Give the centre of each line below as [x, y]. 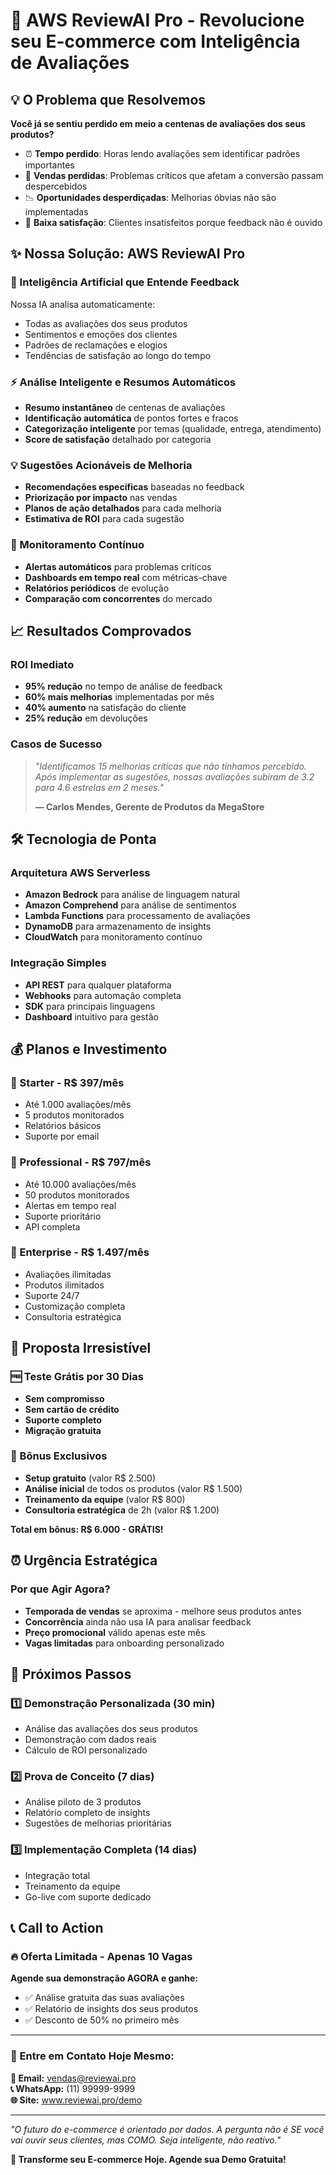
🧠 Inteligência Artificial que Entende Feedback [125, 282]
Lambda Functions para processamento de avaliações [137, 916]
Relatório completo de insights [87, 1813]
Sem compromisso [64, 1398]
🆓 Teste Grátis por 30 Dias [77, 1377]
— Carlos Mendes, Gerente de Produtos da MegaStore [149, 806]
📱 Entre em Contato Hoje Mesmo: [92, 2056]
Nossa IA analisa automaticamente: [83, 304]
